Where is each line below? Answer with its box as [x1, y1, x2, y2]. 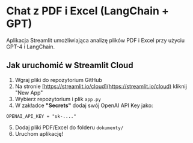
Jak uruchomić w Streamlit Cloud [6, 60, 133, 71]
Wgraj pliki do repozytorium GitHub [14, 76, 102, 83]
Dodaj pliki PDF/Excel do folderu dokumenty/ [14, 124, 124, 131]
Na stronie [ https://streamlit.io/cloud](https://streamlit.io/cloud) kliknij [14, 83, 188, 90]
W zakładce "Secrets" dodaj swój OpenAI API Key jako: [14, 102, 153, 109]
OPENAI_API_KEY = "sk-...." [6, 113, 77, 119]
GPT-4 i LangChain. [6, 43, 55, 50]
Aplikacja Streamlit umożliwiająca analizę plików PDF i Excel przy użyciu [6, 36, 185, 44]
